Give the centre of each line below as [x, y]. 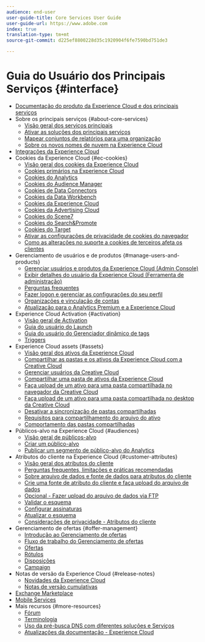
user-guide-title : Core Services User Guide [64, 18]
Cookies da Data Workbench [60, 197]
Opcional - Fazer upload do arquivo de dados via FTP [91, 495]
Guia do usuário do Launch [58, 327]
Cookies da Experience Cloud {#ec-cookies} [71, 158]
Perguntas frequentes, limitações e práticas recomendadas [99, 470]
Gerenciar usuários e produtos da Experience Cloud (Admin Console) [111, 268]
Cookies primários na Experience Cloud [74, 171]
